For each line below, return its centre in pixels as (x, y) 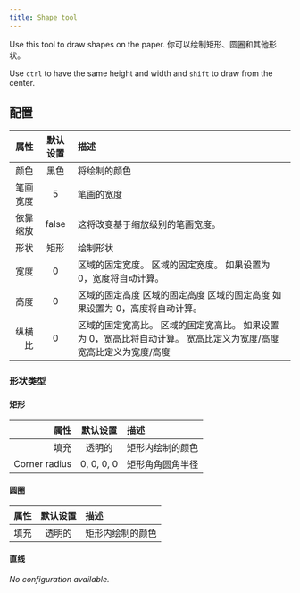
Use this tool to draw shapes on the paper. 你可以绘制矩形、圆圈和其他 (139, 44)
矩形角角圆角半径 (162, 464)
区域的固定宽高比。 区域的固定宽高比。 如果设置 (178, 326)
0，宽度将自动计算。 (121, 278)
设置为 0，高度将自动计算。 (144, 309)
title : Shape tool (43, 17)
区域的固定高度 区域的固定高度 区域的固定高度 (174, 295)
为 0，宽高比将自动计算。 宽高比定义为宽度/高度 (178, 339)
